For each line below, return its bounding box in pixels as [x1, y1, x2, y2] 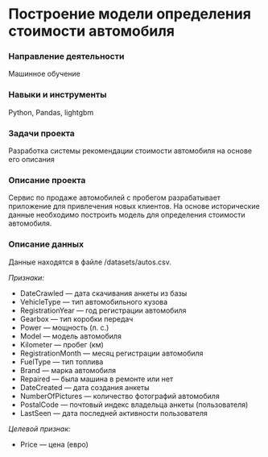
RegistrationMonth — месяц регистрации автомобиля [19, 348, 204, 358]
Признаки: [8, 272, 44, 282]
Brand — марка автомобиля [19, 365, 117, 375]
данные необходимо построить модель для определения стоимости [8, 210, 245, 220]
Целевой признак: [8, 424, 71, 434]
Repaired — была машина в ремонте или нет [19, 374, 174, 384]
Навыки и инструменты [8, 89, 107, 101]
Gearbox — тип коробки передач [19, 314, 134, 323]
